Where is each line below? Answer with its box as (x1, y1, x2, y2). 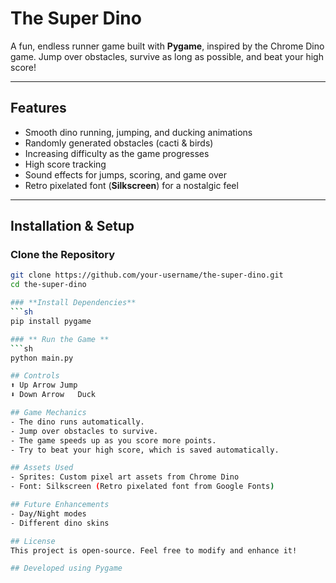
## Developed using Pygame (10, 563, 123, 574)
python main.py (10, 353, 74, 363)
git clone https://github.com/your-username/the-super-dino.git (10, 270, 284, 281)
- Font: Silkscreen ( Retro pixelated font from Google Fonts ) (10, 482, 275, 492)
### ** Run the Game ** (10, 334, 110, 344)
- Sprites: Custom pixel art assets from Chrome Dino (10, 472, 240, 482)
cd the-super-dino (10, 280, 87, 290)
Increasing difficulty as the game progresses (24, 147, 210, 159)
